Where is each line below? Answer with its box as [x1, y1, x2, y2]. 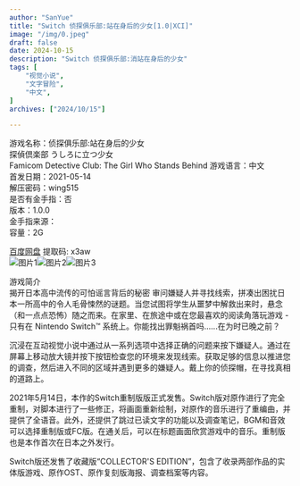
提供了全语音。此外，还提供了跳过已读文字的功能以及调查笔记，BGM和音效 [9, 415, 286, 425]
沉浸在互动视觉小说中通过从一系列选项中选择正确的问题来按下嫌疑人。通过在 [9, 340, 291, 351]
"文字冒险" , [25, 80, 64, 88]
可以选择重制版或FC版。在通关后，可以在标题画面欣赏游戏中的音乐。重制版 [9, 426, 286, 437]
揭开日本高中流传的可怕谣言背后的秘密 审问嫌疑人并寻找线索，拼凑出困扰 [9, 288, 278, 298]
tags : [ [9, 63, 38, 72]
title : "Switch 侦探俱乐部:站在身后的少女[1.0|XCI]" [9, 21, 194, 30]
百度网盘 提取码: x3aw [9, 247, 91, 257]
